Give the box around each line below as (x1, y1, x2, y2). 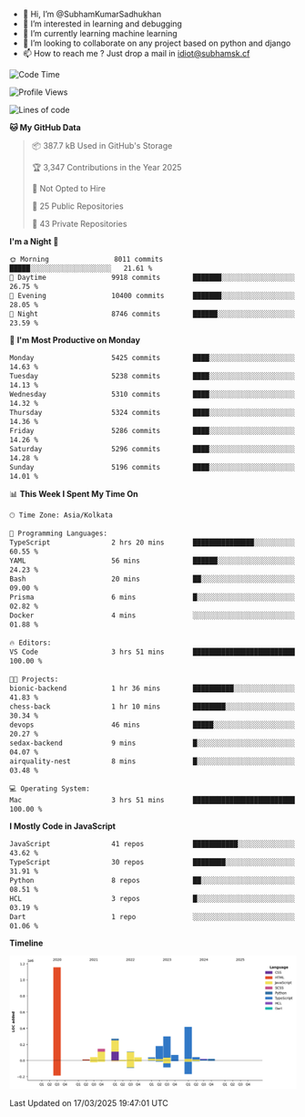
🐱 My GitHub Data (9, 122, 82, 132)
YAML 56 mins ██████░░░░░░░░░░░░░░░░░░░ (9, 556, 296, 565)
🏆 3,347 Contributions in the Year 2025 (31, 162, 182, 172)
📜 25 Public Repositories (31, 201, 125, 212)
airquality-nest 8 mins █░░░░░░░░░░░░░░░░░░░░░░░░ (9, 757, 296, 766)
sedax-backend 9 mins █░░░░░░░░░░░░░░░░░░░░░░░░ (9, 739, 296, 748)
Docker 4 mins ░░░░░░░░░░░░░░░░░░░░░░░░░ (9, 611, 296, 620)
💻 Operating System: (9, 784, 91, 793)
